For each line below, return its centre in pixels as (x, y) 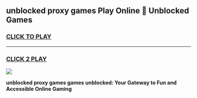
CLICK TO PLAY (29, 37)
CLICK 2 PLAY (26, 59)
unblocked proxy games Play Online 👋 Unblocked (98, 11)
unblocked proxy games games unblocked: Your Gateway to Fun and (91, 82)
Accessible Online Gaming (39, 89)
